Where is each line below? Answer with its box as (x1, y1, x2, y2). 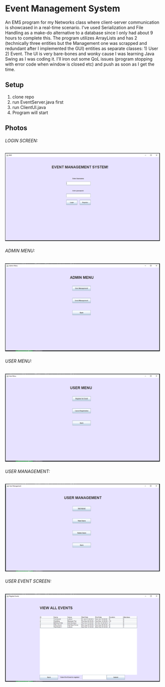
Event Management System (5, 3, 120, 14)
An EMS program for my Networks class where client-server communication (5, 19, 160, 25)
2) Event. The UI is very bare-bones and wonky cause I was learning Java (5, 50, 155, 57)
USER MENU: (5, 358, 32, 364)
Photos (5, 124, 27, 132)
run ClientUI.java (12, 104, 46, 110)
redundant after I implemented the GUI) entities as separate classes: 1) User (5, 45, 159, 51)
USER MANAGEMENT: (5, 468, 50, 474)
